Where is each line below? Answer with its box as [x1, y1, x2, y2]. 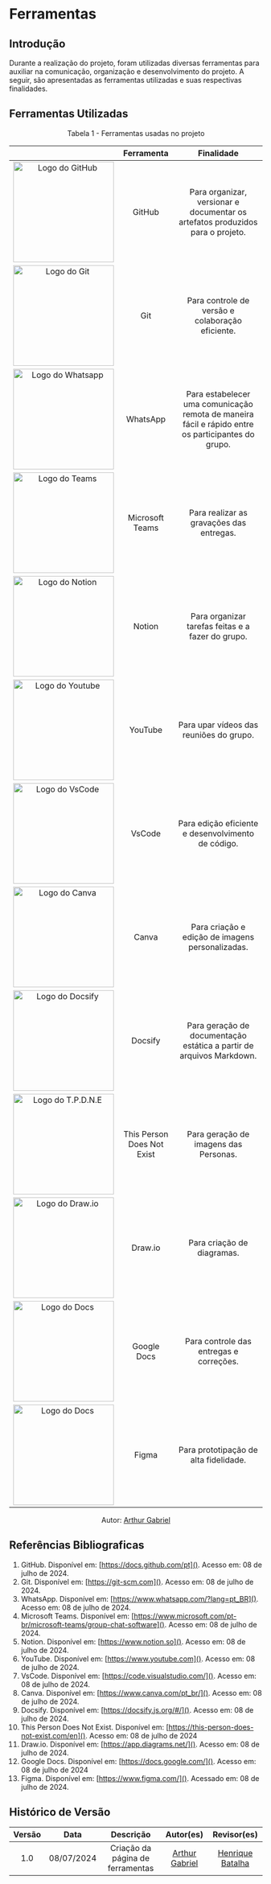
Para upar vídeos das [178, 719, 259, 730]
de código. [198, 837, 239, 849]
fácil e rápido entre [183, 418, 254, 430]
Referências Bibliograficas [9, 1538, 145, 1553]
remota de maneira [183, 408, 254, 419]
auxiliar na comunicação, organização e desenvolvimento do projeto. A [9, 67, 244, 76]
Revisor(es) [212, 1829, 258, 1841]
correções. [197, 1355, 240, 1367]
